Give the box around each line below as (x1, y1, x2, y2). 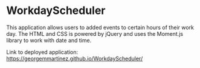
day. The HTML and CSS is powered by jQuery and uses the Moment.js (6, 30, 183, 37)
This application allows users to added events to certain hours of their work (6, 24, 195, 31)
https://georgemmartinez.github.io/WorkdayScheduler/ (6, 55, 143, 62)
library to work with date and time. (6, 36, 92, 44)
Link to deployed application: (6, 48, 79, 55)
